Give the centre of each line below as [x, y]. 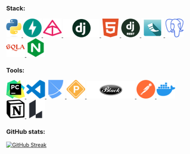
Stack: [16, 8]
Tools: [15, 71]
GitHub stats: [26, 132]
